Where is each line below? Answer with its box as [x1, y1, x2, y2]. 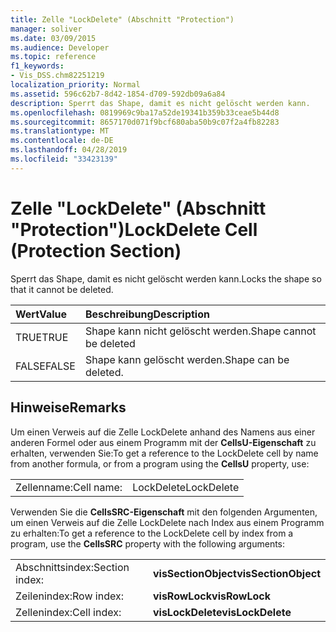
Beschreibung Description [84, 307, 210, 321]
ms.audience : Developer [10, 42, 110, 53]
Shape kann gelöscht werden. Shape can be [84, 352, 290, 366]
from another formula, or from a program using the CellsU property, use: [10, 457, 310, 470]
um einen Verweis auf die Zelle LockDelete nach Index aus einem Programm [10, 516, 325, 528]
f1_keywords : [10, 61, 65, 71]
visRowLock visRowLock [152, 589, 271, 603]
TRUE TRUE [15, 330, 69, 344]
